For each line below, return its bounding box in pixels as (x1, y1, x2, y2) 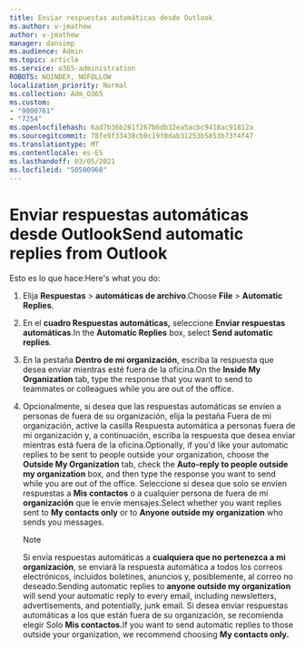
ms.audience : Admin (9, 47, 84, 56)
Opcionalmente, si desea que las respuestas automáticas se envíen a (22, 401, 281, 412)
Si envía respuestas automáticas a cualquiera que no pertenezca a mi (22, 552, 286, 563)
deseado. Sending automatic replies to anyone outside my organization (22, 581, 291, 592)
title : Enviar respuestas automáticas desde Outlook (9, 13, 213, 23)
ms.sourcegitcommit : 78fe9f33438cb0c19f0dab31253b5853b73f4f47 (9, 132, 254, 141)
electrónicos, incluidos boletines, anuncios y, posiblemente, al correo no (22, 571, 293, 582)
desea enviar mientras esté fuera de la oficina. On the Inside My (22, 364, 261, 375)
